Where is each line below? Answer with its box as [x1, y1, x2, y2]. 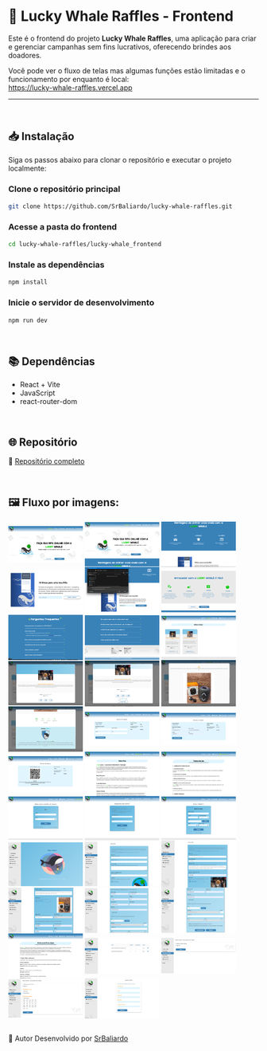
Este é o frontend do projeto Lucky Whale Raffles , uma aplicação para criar [8, 33, 257, 43]
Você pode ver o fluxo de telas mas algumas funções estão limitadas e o [8, 65, 246, 75]
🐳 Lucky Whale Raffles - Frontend [8, 7, 234, 25]
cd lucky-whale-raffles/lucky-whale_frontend [8, 241, 161, 249]
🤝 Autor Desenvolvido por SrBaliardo [8, 1033, 129, 1043]
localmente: [8, 163, 47, 173]
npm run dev [8, 316, 48, 324]
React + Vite [19, 380, 61, 390]
